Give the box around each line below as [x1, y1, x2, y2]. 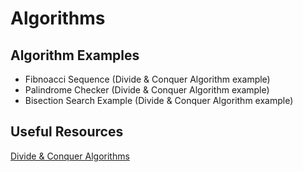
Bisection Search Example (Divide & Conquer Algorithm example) [24, 95, 294, 106]
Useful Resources [10, 123, 124, 141]
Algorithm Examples [10, 47, 140, 64]
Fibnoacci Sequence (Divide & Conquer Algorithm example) [24, 73, 271, 85]
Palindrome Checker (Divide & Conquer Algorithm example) [24, 84, 270, 96]
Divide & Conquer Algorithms [10, 150, 130, 162]
